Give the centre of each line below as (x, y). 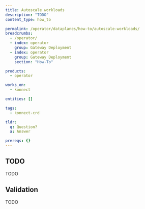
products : (16, 71)
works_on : (16, 85)
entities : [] (19, 99)
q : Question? (24, 127)
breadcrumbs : (19, 34)
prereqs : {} (18, 141)
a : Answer (20, 132)
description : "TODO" (27, 15)
